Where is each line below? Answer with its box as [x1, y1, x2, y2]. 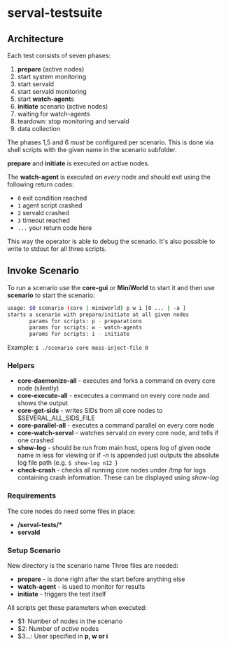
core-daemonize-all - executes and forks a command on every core [17, 376, 216, 385]
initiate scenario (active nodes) [17, 102, 108, 110]
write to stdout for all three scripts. [7, 245, 107, 253]
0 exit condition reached [17, 194, 87, 202]
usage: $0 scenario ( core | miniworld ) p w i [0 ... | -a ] [7, 304, 187, 311]
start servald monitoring [17, 88, 87, 95]
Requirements [7, 491, 57, 500]
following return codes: [7, 180, 75, 189]
